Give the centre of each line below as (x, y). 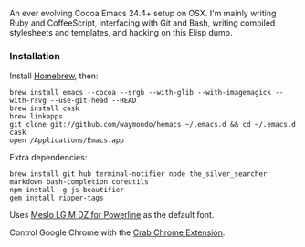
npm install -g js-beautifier (67, 190)
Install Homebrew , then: (54, 76)
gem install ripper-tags (57, 198)
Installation (35, 56)
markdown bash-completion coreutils (79, 182)
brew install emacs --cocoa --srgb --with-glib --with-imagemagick (141, 93)
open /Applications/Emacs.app (67, 140)
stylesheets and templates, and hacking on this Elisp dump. (121, 32)
